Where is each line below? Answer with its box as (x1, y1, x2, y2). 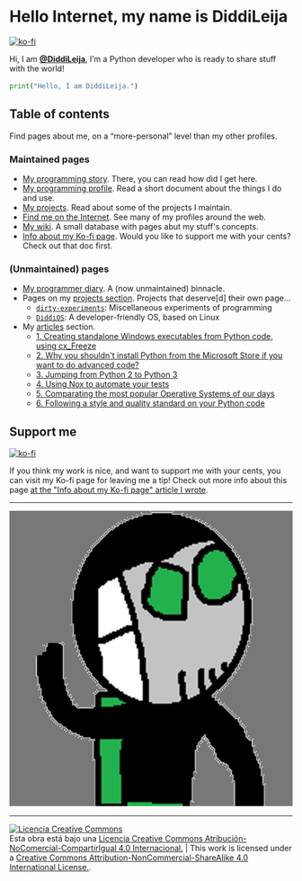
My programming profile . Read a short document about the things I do (22, 183, 282, 193)
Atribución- (205, 832, 247, 843)
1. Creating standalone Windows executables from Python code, (35, 331, 274, 342)
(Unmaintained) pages (9, 263, 110, 275)
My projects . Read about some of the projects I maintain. (22, 202, 233, 212)
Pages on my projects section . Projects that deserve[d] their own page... (22, 292, 291, 303)
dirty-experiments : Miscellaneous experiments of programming (35, 302, 272, 313)
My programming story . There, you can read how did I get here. (22, 173, 258, 184)
